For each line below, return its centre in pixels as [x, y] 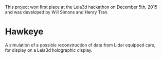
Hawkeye [24, 32]
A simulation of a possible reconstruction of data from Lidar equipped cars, [80, 45]
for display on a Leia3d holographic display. [49, 50]
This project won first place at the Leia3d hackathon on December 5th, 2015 [81, 7]
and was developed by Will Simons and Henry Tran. [57, 12]
